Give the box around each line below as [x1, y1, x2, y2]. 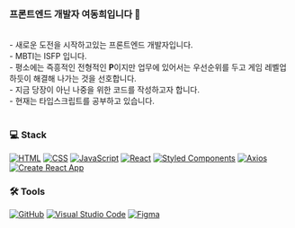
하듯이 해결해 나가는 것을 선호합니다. [9, 74, 137, 84]
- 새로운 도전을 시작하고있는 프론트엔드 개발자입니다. [9, 39, 193, 50]
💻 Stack [9, 128, 48, 141]
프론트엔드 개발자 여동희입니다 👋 [9, 7, 141, 20]
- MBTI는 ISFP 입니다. [9, 51, 87, 62]
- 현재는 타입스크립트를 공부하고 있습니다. [9, 96, 156, 107]
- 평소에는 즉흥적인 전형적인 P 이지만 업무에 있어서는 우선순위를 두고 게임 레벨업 [9, 62, 287, 73]
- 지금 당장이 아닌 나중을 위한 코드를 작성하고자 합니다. [9, 84, 201, 95]
